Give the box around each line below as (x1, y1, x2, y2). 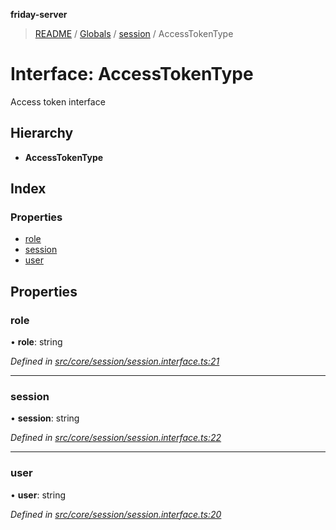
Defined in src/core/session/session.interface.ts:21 (10, 355, 220, 368)
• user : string (10, 489, 67, 501)
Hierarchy (10, 125, 74, 142)
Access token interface (10, 95, 106, 108)
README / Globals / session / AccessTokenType (34, 28, 234, 39)
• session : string (10, 412, 80, 424)
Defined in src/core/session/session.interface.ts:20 (10, 508, 222, 520)
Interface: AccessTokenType (10, 63, 254, 86)
